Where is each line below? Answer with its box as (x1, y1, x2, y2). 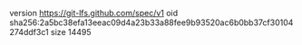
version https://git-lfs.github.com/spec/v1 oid (9, 8, 179, 18)
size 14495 (50, 27, 92, 37)
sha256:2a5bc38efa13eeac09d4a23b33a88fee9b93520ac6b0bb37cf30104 (9, 17, 294, 28)
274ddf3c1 (9, 27, 49, 37)
